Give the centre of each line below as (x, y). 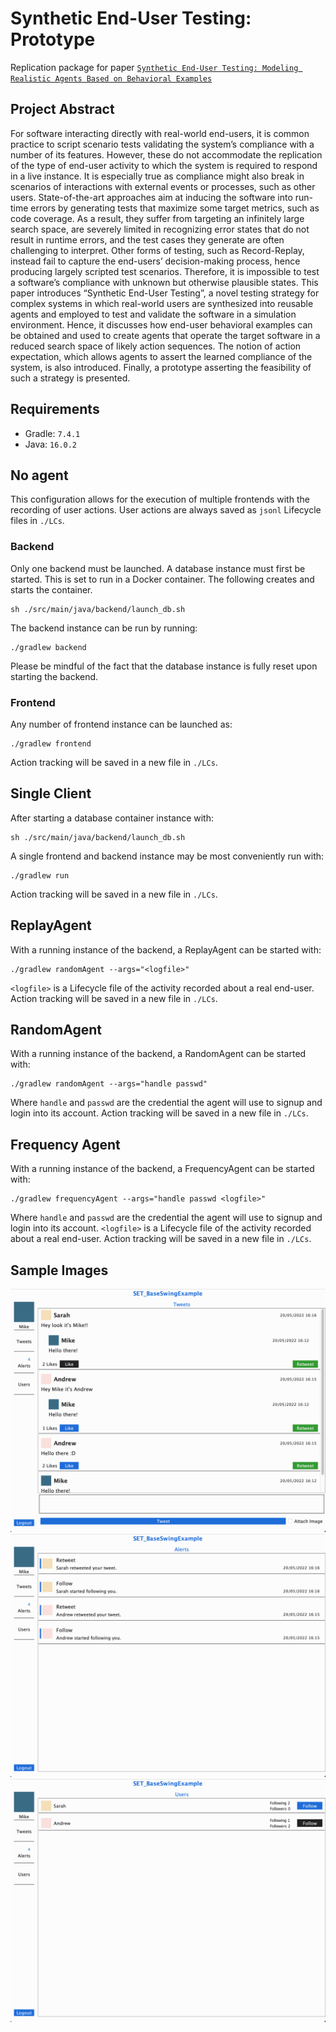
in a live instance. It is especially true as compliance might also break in (157, 176)
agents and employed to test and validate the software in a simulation (153, 314)
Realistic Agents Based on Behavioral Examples (111, 78)
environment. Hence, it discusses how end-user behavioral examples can (161, 324)
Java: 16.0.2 (51, 444)
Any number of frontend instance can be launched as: (121, 724)
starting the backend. (54, 676)
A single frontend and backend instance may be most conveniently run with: (167, 856)
